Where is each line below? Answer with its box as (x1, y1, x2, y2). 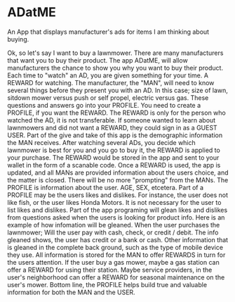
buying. (7, 34, 29, 43)
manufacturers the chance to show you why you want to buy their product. (7, 63, 223, 72)
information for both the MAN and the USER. (7, 288, 135, 296)
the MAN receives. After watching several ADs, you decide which (7, 138, 196, 146)
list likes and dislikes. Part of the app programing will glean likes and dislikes (7, 206, 228, 214)
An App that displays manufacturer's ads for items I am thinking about (7, 27, 209, 36)
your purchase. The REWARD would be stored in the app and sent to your (7, 153, 220, 162)
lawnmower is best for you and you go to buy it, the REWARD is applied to (7, 146, 221, 154)
